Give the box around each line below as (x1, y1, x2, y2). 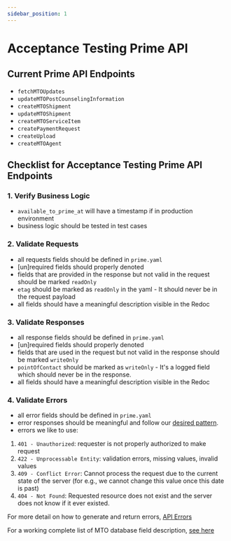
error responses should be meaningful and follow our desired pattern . (17, 419, 219, 427)
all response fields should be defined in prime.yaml (17, 333, 164, 342)
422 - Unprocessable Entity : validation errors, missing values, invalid (17, 454, 218, 463)
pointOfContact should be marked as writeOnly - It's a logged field (17, 363, 210, 371)
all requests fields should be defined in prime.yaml (17, 255, 163, 263)
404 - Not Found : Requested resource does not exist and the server (17, 491, 213, 500)
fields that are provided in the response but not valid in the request (17, 270, 210, 279)
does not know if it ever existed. (17, 499, 110, 507)
